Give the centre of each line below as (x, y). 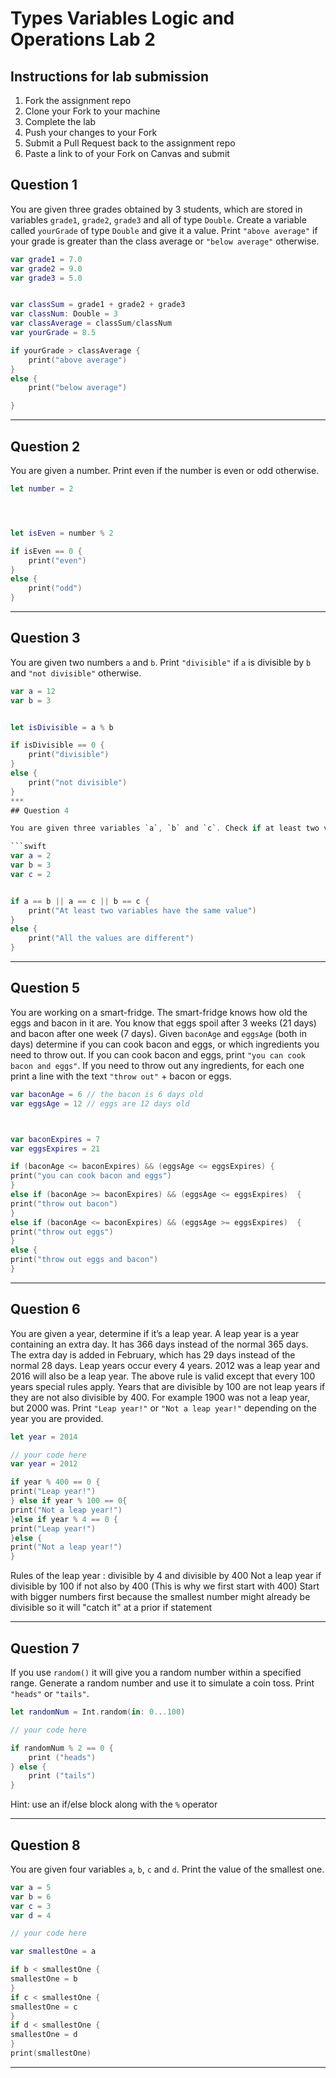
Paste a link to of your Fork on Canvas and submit (127, 153)
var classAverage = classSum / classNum (91, 323)
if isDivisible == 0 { (57, 745)
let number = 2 (42, 489)
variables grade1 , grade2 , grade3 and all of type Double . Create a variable (158, 219)
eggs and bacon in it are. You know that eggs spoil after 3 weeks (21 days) (163, 1023)
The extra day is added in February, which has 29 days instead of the (153, 1354)
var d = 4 (31, 1915)
